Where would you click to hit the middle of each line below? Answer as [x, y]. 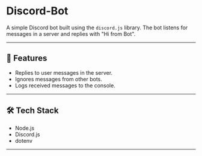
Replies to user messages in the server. [64, 72]
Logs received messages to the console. [65, 85]
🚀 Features [27, 58]
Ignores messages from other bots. [58, 79]
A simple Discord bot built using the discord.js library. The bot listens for [97, 27]
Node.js [25, 128]
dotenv [24, 140]
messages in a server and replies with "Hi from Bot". [71, 33]
